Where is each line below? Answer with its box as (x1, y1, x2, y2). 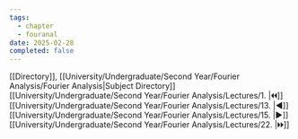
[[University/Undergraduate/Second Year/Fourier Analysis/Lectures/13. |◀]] (9, 100, 289, 111)
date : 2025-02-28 (9, 38, 74, 48)
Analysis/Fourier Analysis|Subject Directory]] (9, 81, 176, 91)
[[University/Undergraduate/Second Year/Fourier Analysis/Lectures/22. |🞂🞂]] (9, 119, 290, 130)
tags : (9, 13, 30, 22)
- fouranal (17, 30, 58, 39)
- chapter (17, 22, 54, 30)
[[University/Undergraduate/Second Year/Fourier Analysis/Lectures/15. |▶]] (9, 109, 289, 121)
